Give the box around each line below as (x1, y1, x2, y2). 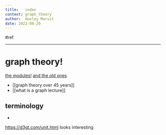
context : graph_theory (5, 12, 52, 17)
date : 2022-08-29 (5, 21, 41, 26)
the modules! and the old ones (5, 72, 67, 79)
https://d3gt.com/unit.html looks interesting (5, 124, 94, 130)
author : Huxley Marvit (5, 16, 54, 21)
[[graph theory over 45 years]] (12, 82, 75, 88)
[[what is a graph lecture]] (12, 87, 66, 94)
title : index (5, 7, 37, 12)
